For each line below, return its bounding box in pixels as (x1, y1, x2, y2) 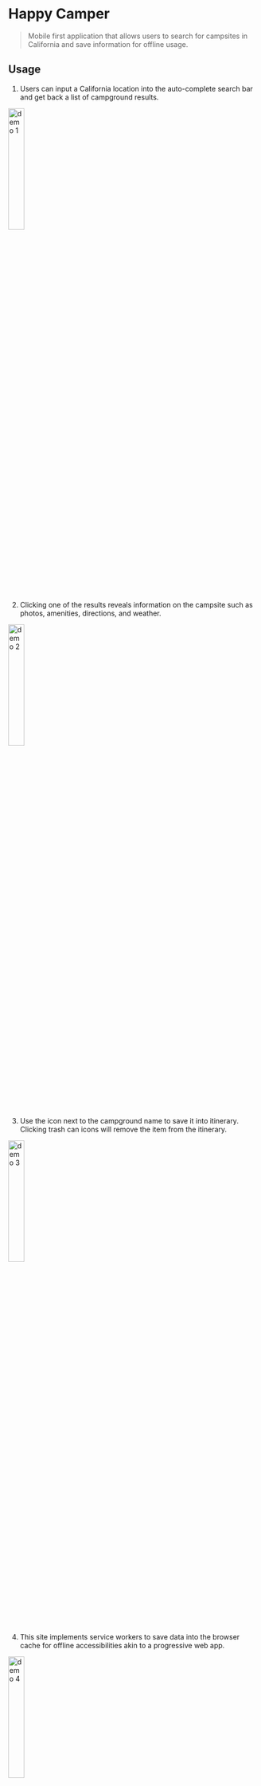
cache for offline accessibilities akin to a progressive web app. (19, 1640, 225, 1650)
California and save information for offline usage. (27, 39, 189, 49)
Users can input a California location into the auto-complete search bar (19, 84, 253, 93)
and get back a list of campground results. (19, 92, 159, 102)
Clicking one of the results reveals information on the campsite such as (19, 600, 253, 609)
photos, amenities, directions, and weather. (19, 608, 162, 618)
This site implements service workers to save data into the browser (19, 1632, 240, 1641)
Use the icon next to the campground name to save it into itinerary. (19, 1116, 239, 1125)
